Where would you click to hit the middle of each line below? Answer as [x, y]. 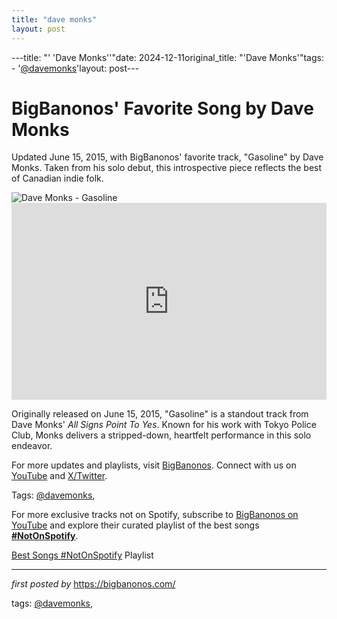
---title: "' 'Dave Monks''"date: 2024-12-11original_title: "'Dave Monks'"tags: [167, 57]
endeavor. [32, 446]
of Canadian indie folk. [57, 178]
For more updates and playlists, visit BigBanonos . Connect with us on [154, 465]
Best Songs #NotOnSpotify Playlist [82, 555]
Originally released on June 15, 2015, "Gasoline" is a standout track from [160, 414]
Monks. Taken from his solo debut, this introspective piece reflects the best [167, 168]
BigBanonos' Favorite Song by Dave [162, 108]
